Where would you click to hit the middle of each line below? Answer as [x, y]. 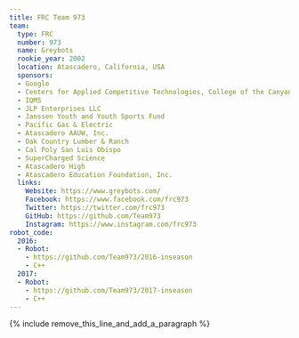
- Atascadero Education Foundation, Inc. [95, 174]
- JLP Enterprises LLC [59, 109]
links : [29, 183]
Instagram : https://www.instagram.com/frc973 [111, 224]
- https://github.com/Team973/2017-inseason [109, 290]
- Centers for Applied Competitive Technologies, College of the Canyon [155, 92]
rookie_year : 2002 [52, 59]
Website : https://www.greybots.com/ [93, 191]
